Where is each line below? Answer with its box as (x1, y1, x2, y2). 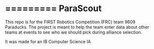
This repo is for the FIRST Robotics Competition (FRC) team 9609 (5, 19, 136, 25)
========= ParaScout (5, 3, 102, 14)
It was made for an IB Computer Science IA (5, 38, 91, 44)
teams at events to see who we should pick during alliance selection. (5, 29, 142, 35)
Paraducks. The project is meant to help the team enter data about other (5, 24, 149, 30)
